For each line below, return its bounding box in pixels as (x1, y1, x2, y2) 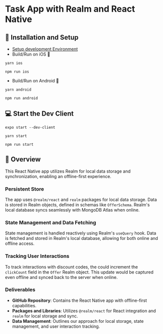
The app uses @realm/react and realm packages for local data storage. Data (5, 196, 157, 202)
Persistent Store (5, 185, 44, 192)
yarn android (5, 87, 32, 92)
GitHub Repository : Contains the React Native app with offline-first (12, 297, 147, 303)
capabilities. (12, 302, 36, 308)
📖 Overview (5, 155, 41, 164)
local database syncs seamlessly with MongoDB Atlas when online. (5, 207, 140, 213)
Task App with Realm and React (5, 3, 135, 15)
